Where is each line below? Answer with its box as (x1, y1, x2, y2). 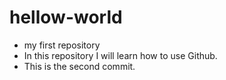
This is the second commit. (23, 60, 136, 72)
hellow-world (9, 6, 123, 29)
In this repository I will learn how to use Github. (23, 49, 218, 61)
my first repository (23, 39, 101, 51)
